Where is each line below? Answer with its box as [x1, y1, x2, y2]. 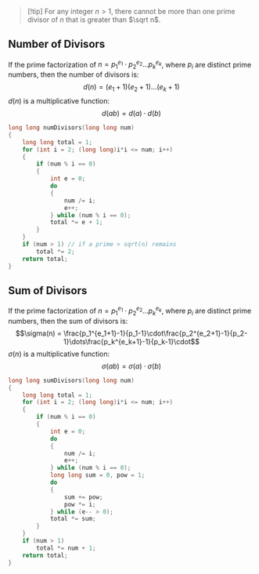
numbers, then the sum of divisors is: [8, 316, 128, 325]
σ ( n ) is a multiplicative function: [8, 349, 110, 358]
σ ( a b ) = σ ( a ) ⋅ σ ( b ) [101, 361, 162, 371]
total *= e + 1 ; [49, 219, 103, 227]
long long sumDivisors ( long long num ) [8, 376, 135, 384]
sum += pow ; [63, 493, 103, 501]
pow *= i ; [63, 500, 96, 508]
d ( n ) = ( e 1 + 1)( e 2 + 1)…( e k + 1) [83, 82, 180, 93]
